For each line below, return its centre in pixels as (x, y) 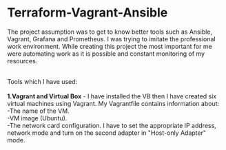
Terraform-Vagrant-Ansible (88, 13)
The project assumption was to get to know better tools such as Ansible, (110, 32)
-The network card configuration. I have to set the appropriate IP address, (112, 125)
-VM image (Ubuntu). (37, 118)
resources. (22, 61)
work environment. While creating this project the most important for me (110, 46)
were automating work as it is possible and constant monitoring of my (106, 54)
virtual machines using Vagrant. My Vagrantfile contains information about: (113, 103)
